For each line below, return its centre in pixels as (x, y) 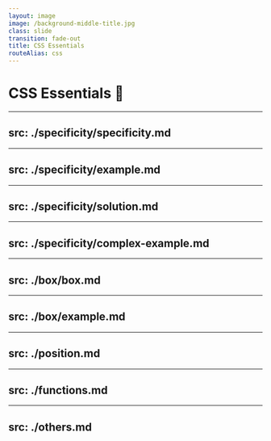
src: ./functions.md (58, 391)
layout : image (32, 16)
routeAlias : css (35, 53)
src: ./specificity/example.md (85, 170)
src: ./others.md (50, 427)
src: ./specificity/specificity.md (90, 133)
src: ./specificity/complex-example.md (109, 243)
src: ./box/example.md (67, 317)
